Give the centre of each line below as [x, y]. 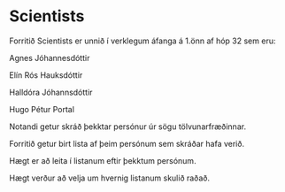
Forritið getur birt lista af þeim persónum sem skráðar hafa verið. [127, 143]
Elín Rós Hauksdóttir [46, 75]
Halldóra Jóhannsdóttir [51, 92]
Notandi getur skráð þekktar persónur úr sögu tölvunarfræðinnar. [127, 127]
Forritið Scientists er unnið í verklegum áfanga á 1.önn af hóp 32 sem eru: [142, 41]
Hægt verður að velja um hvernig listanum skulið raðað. [110, 178]
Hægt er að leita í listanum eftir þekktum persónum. [103, 160]
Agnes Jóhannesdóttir [50, 58]
